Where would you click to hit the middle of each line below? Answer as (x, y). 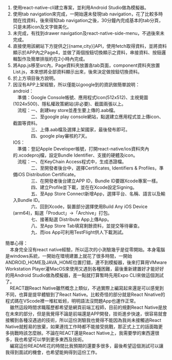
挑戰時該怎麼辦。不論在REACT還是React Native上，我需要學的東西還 (82, 333)
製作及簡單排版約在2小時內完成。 (53, 59)
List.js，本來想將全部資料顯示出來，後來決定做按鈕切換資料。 (77, 72)
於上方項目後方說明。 (35, 78)
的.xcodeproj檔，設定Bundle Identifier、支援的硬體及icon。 (75, 155)
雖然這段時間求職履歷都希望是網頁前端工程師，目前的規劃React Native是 (86, 307)
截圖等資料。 (26, 123)
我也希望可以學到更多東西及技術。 (50, 339)
